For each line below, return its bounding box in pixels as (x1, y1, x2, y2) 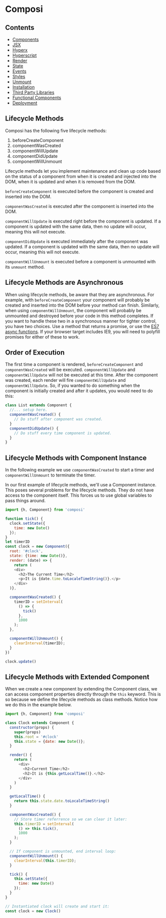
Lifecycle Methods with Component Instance (5, 454, 147, 462)
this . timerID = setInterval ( (14, 821, 74, 826)
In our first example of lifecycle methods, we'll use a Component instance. (5, 482, 157, 488)
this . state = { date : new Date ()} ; (14, 739, 85, 744)
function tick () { (5, 516, 43, 521)
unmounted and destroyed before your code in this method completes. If (5, 313, 154, 319)
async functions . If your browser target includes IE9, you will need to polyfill (5, 329, 160, 335)
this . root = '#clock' (14, 734, 58, 739)
